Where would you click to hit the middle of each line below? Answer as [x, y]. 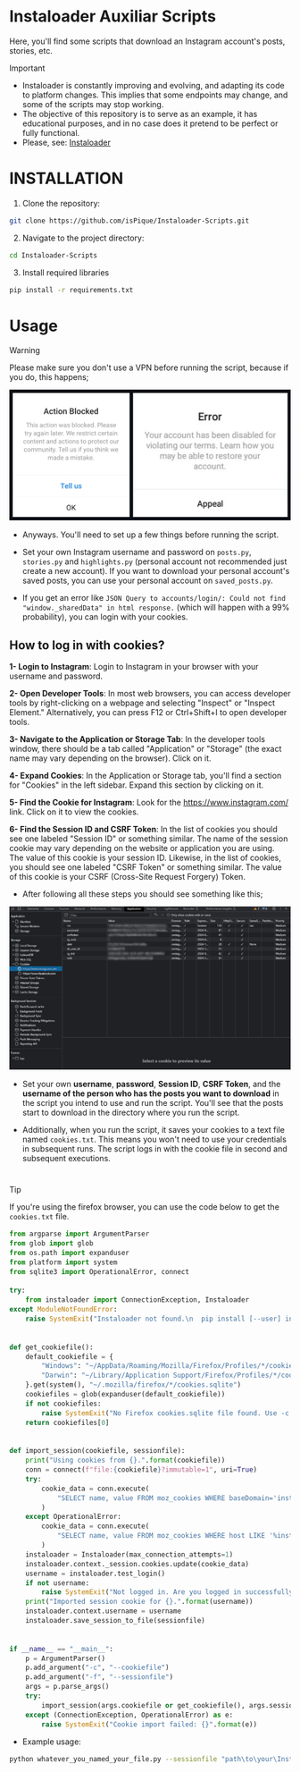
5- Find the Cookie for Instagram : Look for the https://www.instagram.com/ [149, 803]
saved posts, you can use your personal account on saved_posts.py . [148, 581]
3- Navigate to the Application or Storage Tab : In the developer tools [137, 739]
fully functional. [51, 132]
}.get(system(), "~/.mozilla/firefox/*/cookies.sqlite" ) [133, 1385]
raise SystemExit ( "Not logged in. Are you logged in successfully [167, 1592]
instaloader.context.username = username [103, 1611]
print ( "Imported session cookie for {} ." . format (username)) [139, 1602]
